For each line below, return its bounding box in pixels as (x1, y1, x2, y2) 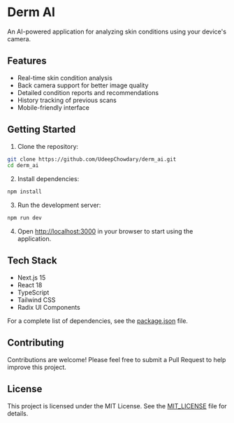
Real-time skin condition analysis (17, 73, 113, 82)
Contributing (7, 337, 64, 349)
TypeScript (17, 288, 50, 296)
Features (7, 55, 47, 67)
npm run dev (7, 215, 42, 222)
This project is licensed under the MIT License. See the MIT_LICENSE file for (7, 401, 227, 410)
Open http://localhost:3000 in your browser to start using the (17, 227, 193, 236)
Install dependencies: (17, 175, 80, 183)
